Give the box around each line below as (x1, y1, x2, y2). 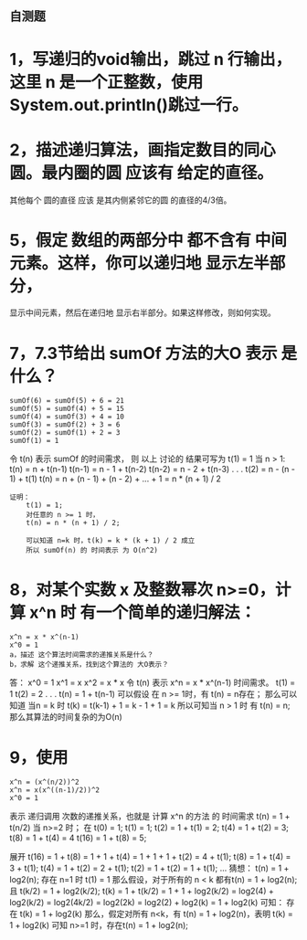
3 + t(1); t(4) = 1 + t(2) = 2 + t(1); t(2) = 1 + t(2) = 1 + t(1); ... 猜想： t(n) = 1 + (9, 862, 290, 874)
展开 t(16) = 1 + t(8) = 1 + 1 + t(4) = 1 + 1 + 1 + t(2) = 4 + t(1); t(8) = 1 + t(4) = (9, 851, 291, 862)
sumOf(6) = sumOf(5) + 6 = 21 (9, 396, 125, 406)
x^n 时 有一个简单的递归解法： (28, 602, 257, 623)
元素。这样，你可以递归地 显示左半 (9, 252, 270, 273)
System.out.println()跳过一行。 (9, 94, 249, 115)
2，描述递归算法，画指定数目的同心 (9, 140, 276, 160)
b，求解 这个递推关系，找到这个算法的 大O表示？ (9, 660, 169, 670)
